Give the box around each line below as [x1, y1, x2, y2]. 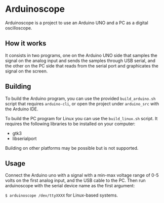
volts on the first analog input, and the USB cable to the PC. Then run [5, 177, 146, 183]
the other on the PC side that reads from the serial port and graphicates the [5, 63, 159, 68]
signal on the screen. [5, 68, 48, 74]
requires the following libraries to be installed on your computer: [5, 121, 136, 127]
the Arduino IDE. [5, 106, 39, 112]
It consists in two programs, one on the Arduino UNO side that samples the [5, 52, 158, 58]
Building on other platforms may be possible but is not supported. [5, 145, 139, 151]
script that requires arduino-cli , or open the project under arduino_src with [5, 101, 160, 106]
